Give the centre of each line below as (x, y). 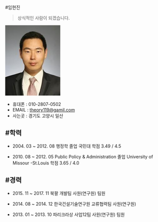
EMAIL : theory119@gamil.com (43, 110)
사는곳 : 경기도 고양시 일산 (38, 116)
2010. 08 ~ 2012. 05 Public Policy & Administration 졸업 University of (83, 156)
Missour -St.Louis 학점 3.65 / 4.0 (46, 163)
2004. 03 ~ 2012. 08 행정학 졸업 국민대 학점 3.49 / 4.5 (67, 146)
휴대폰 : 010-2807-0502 (37, 104)
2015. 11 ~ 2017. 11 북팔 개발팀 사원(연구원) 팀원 (59, 193)
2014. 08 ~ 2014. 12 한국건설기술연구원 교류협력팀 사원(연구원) (74, 203)
